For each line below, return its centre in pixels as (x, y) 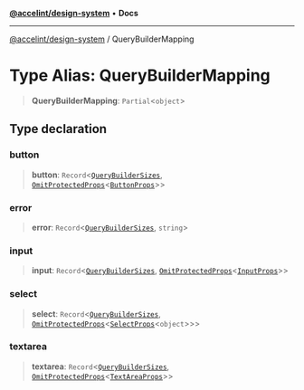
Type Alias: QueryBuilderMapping (140, 76)
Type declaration (58, 129)
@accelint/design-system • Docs (74, 13)
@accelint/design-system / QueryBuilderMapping (102, 39)
